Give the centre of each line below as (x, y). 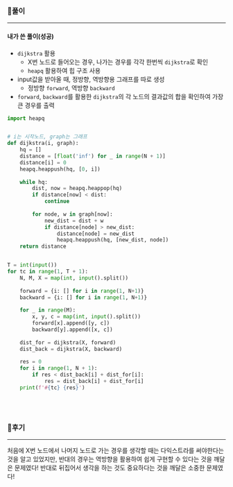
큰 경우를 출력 (36, 105)
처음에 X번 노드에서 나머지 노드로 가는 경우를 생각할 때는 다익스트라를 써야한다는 (115, 450)
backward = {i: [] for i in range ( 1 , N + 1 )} (84, 297)
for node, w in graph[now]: (72, 214)
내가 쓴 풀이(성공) (31, 36)
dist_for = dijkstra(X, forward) (68, 342)
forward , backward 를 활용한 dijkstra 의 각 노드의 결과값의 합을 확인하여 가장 (120, 96)
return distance (43, 247)
